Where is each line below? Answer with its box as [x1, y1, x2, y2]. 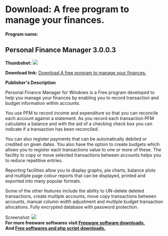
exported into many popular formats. [5, 178, 82, 184]
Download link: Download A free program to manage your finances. [5, 69, 146, 75]
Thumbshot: [5, 60, 32, 66]
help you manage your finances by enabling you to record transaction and [5, 95, 159, 101]
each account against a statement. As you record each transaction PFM [5, 115, 154, 121]
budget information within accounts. [5, 100, 81, 106]
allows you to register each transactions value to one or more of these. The [5, 146, 161, 152]
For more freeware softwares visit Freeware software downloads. [5, 219, 145, 226]
